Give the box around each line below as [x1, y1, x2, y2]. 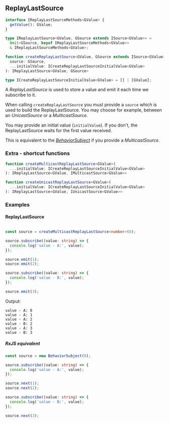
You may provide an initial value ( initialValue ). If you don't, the [5, 122, 138, 128]
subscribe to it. [5, 92, 36, 98]
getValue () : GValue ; [10, 22, 53, 27]
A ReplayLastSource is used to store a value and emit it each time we [5, 87, 149, 93]
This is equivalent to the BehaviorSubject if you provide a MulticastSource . [5, 137, 160, 143]
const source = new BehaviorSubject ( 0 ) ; [5, 353, 92, 358]
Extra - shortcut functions [5, 150, 70, 157]
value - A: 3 [5, 325, 33, 331]
